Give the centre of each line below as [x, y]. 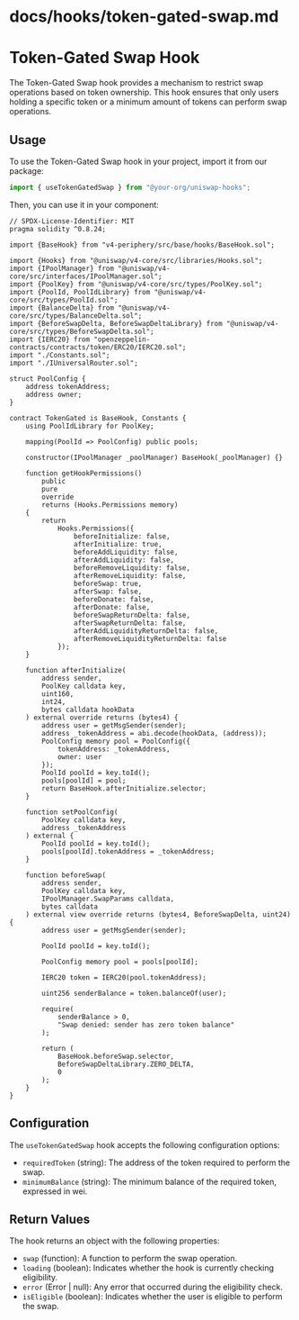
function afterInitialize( [76, 670]
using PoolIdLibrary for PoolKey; [90, 426]
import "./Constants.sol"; [60, 355]
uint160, [58, 694]
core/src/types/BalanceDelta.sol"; [76, 316]
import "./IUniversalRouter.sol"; [74, 363]
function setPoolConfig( [72, 812]
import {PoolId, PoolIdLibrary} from [80, 292]
